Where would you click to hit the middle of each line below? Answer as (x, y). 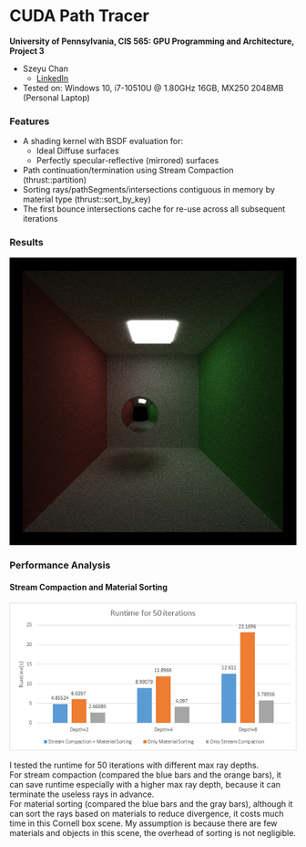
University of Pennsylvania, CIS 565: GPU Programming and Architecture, (152, 41)
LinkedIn (52, 78)
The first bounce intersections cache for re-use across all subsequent (154, 209)
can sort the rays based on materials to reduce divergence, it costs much (147, 814)
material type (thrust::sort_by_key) (87, 199)
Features (30, 121)
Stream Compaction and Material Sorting (89, 587)
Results (26, 243)
